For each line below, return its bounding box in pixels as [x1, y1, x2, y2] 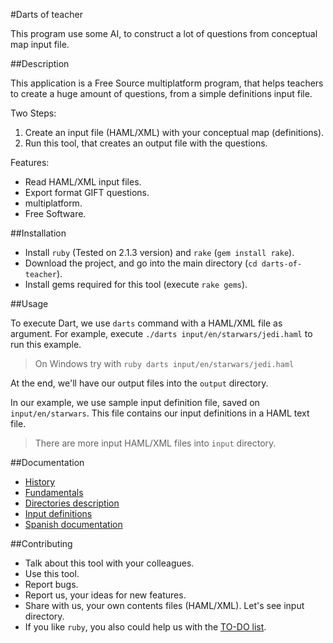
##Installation [10, 227, 67, 239]
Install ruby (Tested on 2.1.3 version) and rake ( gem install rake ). [24, 247, 295, 258]
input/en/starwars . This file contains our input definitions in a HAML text [10, 407, 310, 419]
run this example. [10, 339, 82, 350]
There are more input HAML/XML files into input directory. [34, 437, 277, 449]
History [24, 476, 56, 488]
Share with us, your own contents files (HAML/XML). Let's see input [24, 600, 305, 611]
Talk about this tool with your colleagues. [24, 557, 195, 569]
